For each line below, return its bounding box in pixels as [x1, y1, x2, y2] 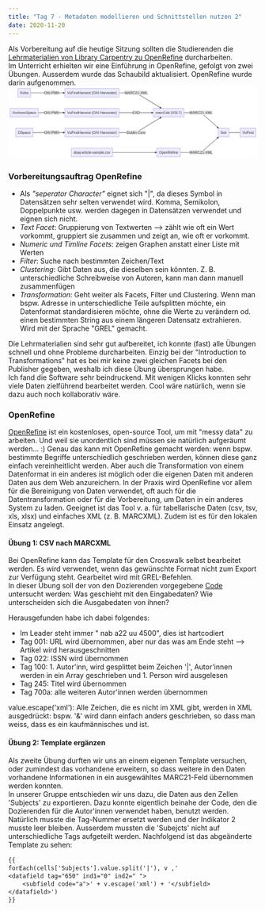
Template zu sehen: [8, 840, 73, 849]
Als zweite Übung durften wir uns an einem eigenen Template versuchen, [8, 756, 248, 765]
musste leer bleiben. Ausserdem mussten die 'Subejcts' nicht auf [8, 823, 220, 833]
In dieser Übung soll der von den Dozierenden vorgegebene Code [8, 581, 223, 591]
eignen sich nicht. [19, 214, 78, 224]
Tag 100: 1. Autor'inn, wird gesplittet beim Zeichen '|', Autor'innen [19, 662, 233, 672]
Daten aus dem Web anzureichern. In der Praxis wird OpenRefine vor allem [8, 478, 252, 488]
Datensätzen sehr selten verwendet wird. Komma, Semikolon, [19, 197, 221, 206]
